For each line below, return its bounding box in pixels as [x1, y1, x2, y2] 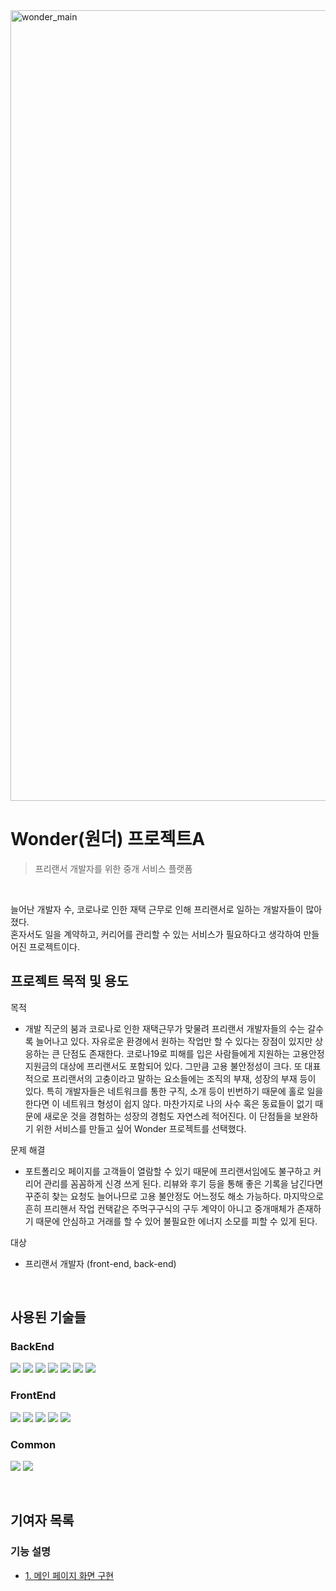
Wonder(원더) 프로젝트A [10, 828, 206, 851]
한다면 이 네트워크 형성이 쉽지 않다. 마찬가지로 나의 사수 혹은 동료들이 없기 [24, 1097, 313, 1109]
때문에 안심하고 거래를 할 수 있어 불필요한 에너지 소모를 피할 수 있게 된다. [35, 1215, 318, 1227]
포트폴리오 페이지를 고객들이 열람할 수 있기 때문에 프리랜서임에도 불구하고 [24, 1165, 312, 1177]
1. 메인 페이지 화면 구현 [24, 1569, 115, 1581]
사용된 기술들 [10, 1309, 87, 1326]
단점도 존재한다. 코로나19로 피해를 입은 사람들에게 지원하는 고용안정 [62, 1047, 325, 1059]
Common [10, 1437, 57, 1451]
